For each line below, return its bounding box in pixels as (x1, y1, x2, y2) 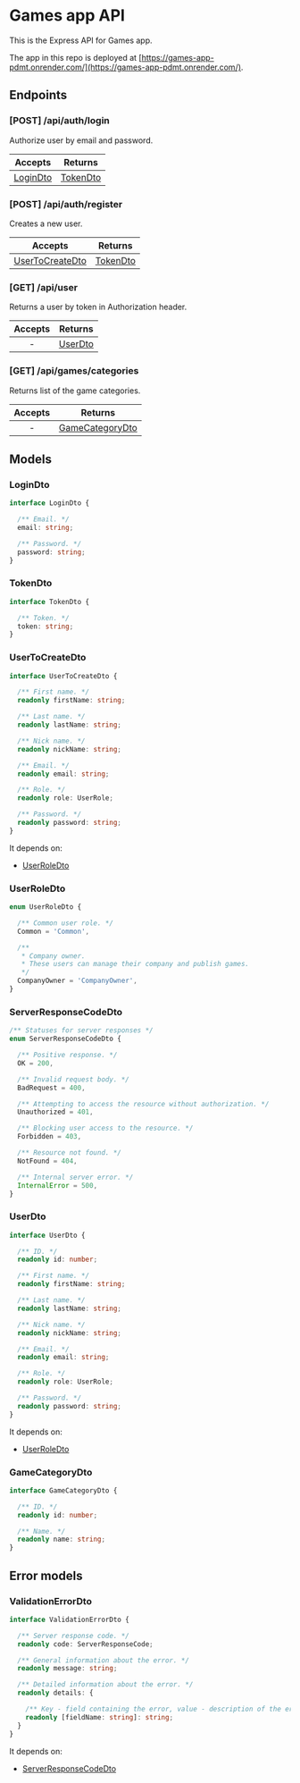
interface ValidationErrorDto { (9, 1615, 129, 1624)
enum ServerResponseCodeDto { (9, 1034, 122, 1044)
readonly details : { (17, 1688, 94, 1698)
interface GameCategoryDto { (9, 1485, 118, 1495)
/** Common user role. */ (17, 918, 114, 928)
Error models (9, 1568, 83, 1583)
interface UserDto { (9, 1231, 87, 1240)
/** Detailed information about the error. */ (17, 1680, 194, 1689)
